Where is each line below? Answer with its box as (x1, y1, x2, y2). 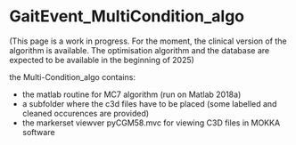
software (21, 126, 55, 137)
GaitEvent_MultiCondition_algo (9, 6, 245, 27)
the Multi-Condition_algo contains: (9, 71, 136, 82)
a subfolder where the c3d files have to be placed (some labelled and (21, 98, 277, 109)
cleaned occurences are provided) (21, 108, 150, 118)
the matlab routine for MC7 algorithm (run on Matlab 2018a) (21, 89, 242, 100)
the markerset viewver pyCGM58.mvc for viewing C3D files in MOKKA (21, 117, 281, 128)
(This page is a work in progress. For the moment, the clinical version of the (9, 36, 287, 46)
